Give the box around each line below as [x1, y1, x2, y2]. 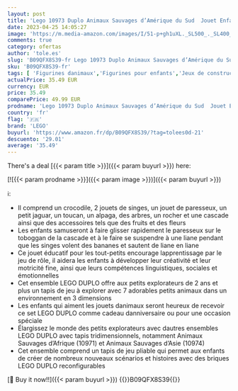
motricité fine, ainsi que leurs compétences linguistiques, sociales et [17, 263, 217, 273]
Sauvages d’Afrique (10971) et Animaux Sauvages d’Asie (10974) [17, 339, 205, 348]
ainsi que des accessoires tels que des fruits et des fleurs [17, 219, 186, 227]
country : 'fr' [7, 109, 50, 116]
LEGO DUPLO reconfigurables [17, 362, 106, 370]
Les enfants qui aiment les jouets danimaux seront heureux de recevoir [17, 302, 225, 310]
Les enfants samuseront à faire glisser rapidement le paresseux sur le [17, 226, 222, 234]
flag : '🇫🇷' [7, 115, 42, 123]
